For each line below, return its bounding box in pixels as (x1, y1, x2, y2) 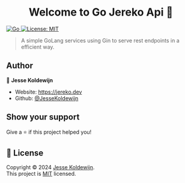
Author (6, 61, 33, 71)
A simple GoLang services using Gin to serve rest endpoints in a (20, 37, 180, 44)
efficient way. (20, 43, 55, 50)
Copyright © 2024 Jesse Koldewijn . (6, 164, 95, 171)
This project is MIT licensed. (6, 170, 76, 178)
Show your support (6, 112, 80, 122)
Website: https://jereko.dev (14, 88, 82, 95)
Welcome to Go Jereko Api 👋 (28, 5, 174, 19)
